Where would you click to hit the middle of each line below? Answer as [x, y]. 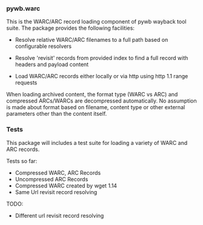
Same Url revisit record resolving [56, 192]
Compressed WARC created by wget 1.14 [66, 186]
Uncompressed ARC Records [52, 179]
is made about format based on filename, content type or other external [96, 107]
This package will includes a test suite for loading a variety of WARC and [97, 143]
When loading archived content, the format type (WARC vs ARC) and [92, 95]
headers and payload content [52, 64]
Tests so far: [22, 161]
